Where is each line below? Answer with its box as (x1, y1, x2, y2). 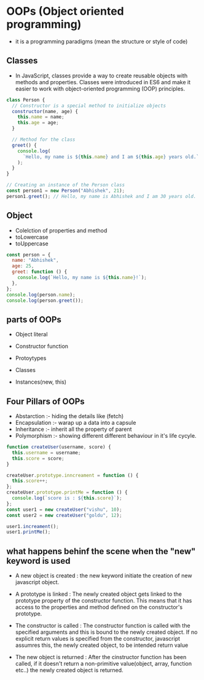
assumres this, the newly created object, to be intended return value (15, 641, 189, 649)
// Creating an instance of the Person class (6, 182, 125, 188)
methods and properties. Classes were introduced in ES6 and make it (15, 78, 191, 85)
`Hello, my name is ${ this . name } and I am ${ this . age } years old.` (22, 154, 200, 160)
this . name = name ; (17, 114, 65, 121)
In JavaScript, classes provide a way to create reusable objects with (15, 72, 188, 79)
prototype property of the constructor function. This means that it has (15, 597, 192, 604)
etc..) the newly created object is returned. (15, 666, 124, 674)
